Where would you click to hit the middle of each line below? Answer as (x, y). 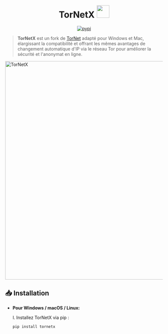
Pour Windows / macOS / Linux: (46, 308)
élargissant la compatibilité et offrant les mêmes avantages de (81, 43)
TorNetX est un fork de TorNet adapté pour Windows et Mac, (80, 38)
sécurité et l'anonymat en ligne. (50, 54)
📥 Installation (27, 293)
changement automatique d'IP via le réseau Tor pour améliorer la (84, 49)
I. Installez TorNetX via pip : (41, 318)
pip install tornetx (34, 327)
